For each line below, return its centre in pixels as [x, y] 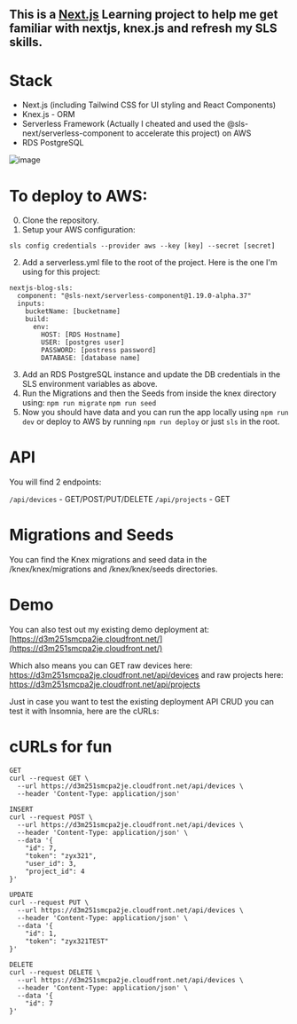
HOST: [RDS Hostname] [81, 335]
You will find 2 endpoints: [55, 482]
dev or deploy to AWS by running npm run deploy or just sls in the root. [151, 421]
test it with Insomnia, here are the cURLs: [84, 711]
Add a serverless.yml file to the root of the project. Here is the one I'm [149, 263]
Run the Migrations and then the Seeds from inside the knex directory [149, 393]
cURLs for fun [61, 747]
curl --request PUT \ [49, 903]
